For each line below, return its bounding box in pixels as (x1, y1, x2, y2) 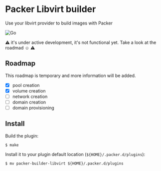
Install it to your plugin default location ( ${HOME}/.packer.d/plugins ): (5, 151, 146, 157)
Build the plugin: (5, 132, 39, 138)
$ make (5, 142, 19, 147)
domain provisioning (12, 105, 55, 110)
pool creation (12, 82, 40, 88)
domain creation (12, 99, 46, 105)
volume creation (12, 87, 46, 93)
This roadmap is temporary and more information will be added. (5, 72, 136, 78)
